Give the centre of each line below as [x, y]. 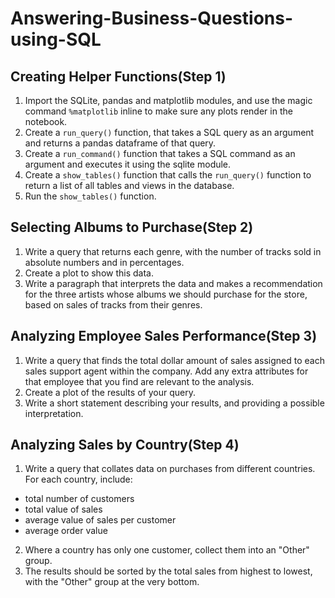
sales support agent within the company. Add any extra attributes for [166, 371]
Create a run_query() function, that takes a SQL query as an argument [169, 132]
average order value [66, 531]
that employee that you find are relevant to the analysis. [139, 381]
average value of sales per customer [100, 520]
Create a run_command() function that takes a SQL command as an [160, 153]
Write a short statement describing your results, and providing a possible [174, 403]
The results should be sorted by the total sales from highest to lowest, [168, 571]
